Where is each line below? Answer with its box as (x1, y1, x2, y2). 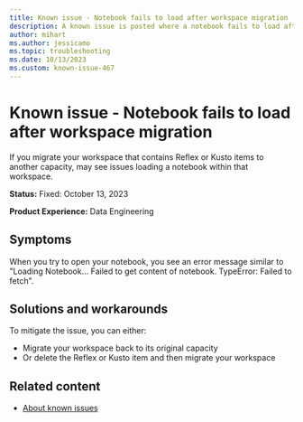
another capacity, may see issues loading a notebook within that (9, 161, 249, 172)
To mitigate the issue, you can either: (9, 325, 147, 336)
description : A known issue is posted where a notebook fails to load (9, 22, 280, 31)
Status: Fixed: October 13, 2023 (9, 188, 129, 199)
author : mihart (9, 30, 67, 39)
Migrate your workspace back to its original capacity (22, 342, 218, 353)
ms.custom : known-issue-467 (9, 64, 115, 73)
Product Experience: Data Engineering (9, 205, 155, 217)
